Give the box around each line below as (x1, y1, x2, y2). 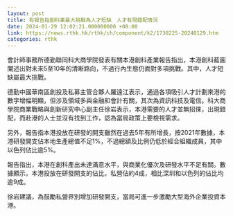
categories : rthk (7, 36, 58, 43)
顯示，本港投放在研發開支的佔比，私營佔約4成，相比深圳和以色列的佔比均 (12, 169, 224, 177)
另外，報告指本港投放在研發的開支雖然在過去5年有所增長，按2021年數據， (7, 129, 219, 137)
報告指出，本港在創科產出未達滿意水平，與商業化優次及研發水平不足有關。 (7, 161, 220, 169)
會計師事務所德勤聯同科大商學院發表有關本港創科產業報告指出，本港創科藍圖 (7, 56, 226, 64)
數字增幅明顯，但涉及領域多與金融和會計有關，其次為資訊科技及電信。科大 (7, 96, 220, 105)
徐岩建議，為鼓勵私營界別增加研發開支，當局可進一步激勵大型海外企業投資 (7, 192, 220, 201)
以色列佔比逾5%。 (7, 146, 60, 154)
